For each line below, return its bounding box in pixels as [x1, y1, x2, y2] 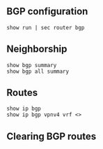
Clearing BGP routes [6, 130, 97, 142]
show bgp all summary [6, 68, 70, 75]
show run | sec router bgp [6, 24, 85, 31]
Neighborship [6, 43, 68, 55]
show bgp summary [6, 62, 57, 69]
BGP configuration [6, 6, 88, 17]
